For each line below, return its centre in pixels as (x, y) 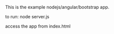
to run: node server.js (27, 17)
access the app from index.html (38, 26)
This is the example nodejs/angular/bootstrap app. (57, 7)
